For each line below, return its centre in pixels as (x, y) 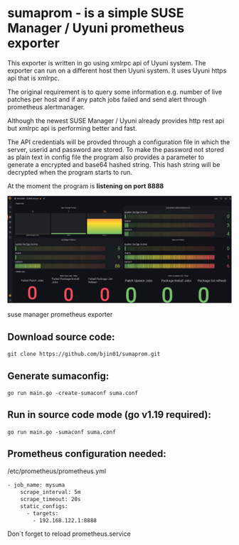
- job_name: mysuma (36, 485)
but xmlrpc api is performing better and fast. (72, 128)
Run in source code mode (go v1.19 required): (109, 415)
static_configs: (44, 506)
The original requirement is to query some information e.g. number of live (115, 92)
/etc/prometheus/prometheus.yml (57, 471)
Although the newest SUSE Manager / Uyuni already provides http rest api (116, 120)
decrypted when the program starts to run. (70, 172)
